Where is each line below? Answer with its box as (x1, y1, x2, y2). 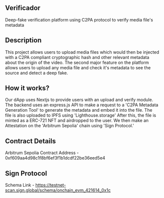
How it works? (5, 84, 50, 92)
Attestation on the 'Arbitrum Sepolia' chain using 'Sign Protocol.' (5, 123, 135, 129)
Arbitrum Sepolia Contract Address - (5, 150, 79, 156)
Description (5, 36, 42, 44)
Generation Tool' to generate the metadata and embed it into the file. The (5, 107, 153, 113)
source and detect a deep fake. (5, 70, 69, 76)
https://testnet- (35, 182, 66, 188)
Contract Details (5, 137, 56, 145)
